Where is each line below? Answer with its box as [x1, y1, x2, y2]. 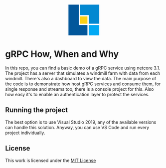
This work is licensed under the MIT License [5, 157, 96, 164]
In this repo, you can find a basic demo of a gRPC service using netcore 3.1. [5, 65, 161, 71]
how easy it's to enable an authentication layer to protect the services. [5, 91, 150, 97]
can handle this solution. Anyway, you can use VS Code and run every [5, 124, 150, 130]
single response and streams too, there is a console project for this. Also [5, 86, 154, 92]
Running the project [5, 106, 68, 114]
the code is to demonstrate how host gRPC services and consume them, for [5, 81, 161, 87]
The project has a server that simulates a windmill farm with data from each [5, 70, 161, 76]
